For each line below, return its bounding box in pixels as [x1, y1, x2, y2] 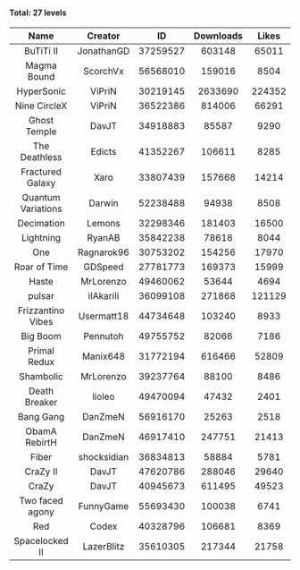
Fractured [21, 166, 62, 178]
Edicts [90, 146, 117, 158]
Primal [28, 345, 55, 357]
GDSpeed [83, 260, 124, 273]
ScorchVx [83, 65, 124, 78]
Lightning [21, 232, 61, 244]
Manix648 [81, 350, 126, 362]
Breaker [24, 396, 58, 409]
